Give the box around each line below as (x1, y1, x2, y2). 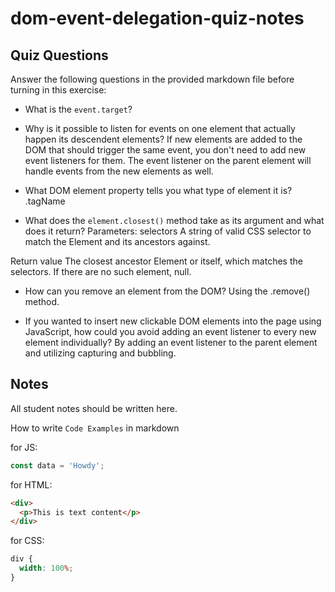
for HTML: (10, 478, 53, 491)
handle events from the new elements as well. (24, 165, 214, 177)
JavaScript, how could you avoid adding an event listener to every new (24, 326, 317, 337)
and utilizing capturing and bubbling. (24, 347, 177, 359)
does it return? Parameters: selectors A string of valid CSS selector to (24, 225, 312, 237)
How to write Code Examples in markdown (10, 422, 180, 434)
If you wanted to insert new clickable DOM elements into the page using (24, 315, 322, 327)
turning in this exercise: (10, 84, 107, 96)
